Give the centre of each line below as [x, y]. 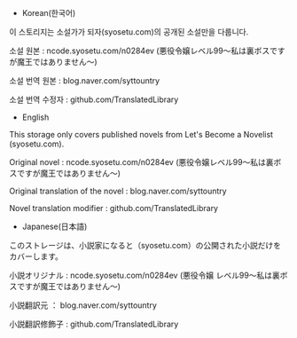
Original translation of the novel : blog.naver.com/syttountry [118, 191]
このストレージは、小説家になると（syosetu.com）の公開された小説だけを [145, 245]
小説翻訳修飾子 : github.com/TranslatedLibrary [94, 324]
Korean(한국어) [49, 13]
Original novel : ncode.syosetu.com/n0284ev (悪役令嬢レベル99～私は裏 [141, 162]
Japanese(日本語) [55, 226]
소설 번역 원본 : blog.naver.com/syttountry [85, 81]
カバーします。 [36, 256]
